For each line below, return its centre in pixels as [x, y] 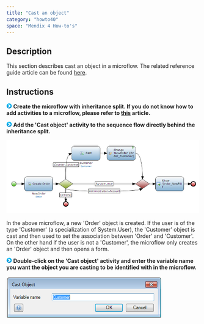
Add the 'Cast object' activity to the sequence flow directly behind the [104, 125]
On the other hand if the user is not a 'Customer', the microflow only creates [102, 243]
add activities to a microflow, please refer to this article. [78, 113]
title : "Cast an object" [38, 13]
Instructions [30, 92]
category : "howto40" [33, 19]
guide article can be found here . [47, 73]
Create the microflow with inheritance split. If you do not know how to [103, 106]
